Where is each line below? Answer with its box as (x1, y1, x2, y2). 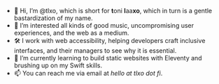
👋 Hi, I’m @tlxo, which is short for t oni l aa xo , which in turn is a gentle (13, 7, 212, 15)
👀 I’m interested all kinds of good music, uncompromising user (13, 22, 195, 29)
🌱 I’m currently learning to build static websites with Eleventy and (13, 54, 202, 62)
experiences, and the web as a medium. (13, 28, 129, 37)
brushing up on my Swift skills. (13, 61, 103, 69)
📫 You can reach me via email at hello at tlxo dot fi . (13, 69, 163, 77)
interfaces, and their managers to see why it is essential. (13, 47, 177, 55)
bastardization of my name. (13, 14, 93, 22)
